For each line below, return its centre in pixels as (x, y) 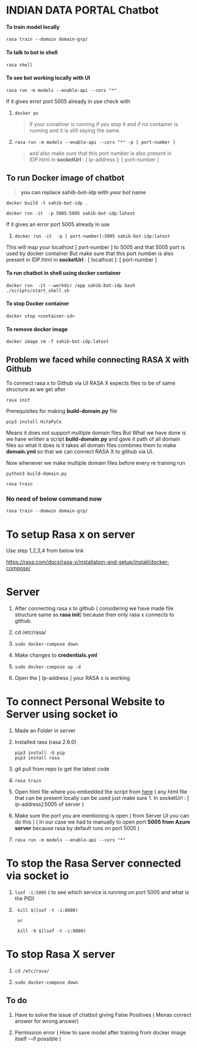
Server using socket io (62, 714)
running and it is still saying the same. (75, 130)
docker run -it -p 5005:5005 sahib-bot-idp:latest (71, 213)
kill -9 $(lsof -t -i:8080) (52, 931)
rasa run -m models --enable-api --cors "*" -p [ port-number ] (95, 142)
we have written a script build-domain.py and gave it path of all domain (93, 439)
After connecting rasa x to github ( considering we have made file (94, 609)
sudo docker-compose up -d (48, 667)
